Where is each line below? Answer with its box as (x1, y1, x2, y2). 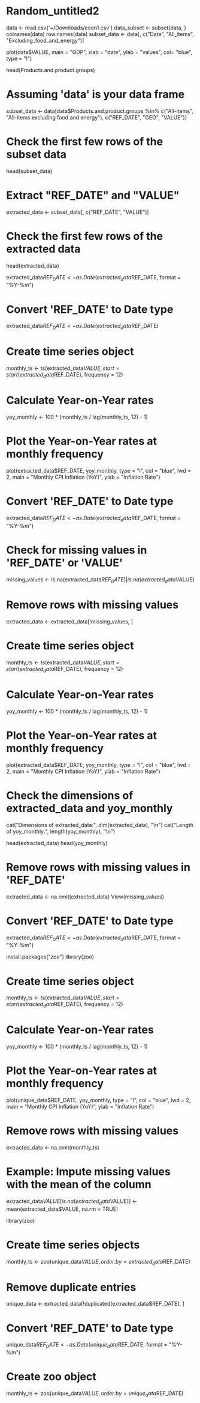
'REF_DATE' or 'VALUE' (6, 556, 123, 569)
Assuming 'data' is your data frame (6, 88, 185, 102)
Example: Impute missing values (6, 1165, 171, 1178)
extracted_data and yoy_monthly (6, 802, 173, 815)
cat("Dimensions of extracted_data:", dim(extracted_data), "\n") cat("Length (6, 821, 193, 828)
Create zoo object (6, 1370, 97, 1384)
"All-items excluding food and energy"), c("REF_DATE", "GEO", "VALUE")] (6, 114, 187, 121)
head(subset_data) (6, 167, 53, 175)
